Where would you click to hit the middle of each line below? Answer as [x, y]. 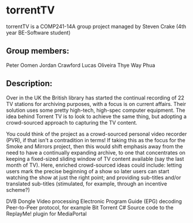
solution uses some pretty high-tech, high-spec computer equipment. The [96, 110]
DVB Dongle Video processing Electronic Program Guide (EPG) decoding [94, 201]
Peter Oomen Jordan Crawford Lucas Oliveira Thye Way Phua [81, 65]
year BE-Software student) [38, 32]
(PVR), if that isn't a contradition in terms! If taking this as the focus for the [96, 140]
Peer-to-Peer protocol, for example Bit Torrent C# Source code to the [90, 207]
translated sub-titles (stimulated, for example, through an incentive [87, 183]
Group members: [38, 51]
